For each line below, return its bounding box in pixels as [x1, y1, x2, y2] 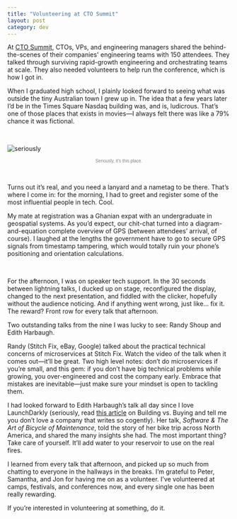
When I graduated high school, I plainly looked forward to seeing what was [7, 86, 225, 96]
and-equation [7, 227, 47, 235]
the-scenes [7, 50, 41, 59]
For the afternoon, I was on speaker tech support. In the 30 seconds [7, 277, 207, 286]
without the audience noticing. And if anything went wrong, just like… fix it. [7, 299, 225, 308]
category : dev [7, 23, 50, 30]
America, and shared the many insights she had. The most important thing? [7, 431, 226, 440]
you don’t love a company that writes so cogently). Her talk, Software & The [7, 416, 229, 425]
